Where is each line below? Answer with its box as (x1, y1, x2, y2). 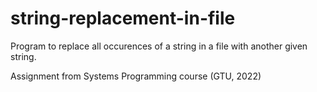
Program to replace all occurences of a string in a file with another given (10, 40, 308, 52)
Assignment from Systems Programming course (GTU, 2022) (10, 70, 262, 82)
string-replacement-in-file (10, 7, 236, 30)
